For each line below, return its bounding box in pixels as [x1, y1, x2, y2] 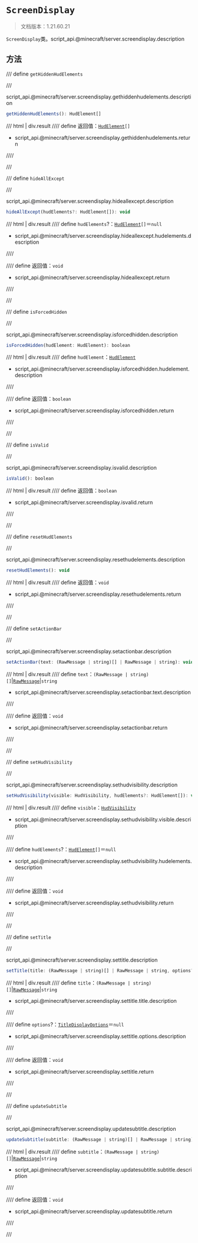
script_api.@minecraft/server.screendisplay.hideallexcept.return [14, 274, 170, 281]
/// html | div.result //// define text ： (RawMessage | [6, 671, 128, 677]
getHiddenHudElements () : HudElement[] [6, 111, 101, 117]
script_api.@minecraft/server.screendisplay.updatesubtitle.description [6, 1125, 176, 1132]
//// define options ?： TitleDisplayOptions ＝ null [6, 1021, 124, 1028]
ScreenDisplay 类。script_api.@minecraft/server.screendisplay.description [6, 35, 184, 42]
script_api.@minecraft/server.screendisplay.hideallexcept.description [6, 197, 174, 205]
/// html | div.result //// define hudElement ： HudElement [6, 353, 136, 361]
